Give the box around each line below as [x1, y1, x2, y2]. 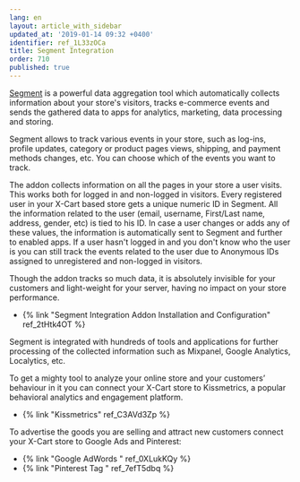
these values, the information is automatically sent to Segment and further [9, 227, 283, 237]
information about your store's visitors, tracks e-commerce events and [9, 97, 270, 108]
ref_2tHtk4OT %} [21, 319, 86, 330]
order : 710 [9, 55, 50, 64]
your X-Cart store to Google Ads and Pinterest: [9, 435, 182, 446]
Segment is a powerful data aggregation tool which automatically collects [9, 87, 280, 99]
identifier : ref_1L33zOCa [9, 38, 106, 47]
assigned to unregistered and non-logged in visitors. [9, 255, 203, 266]
